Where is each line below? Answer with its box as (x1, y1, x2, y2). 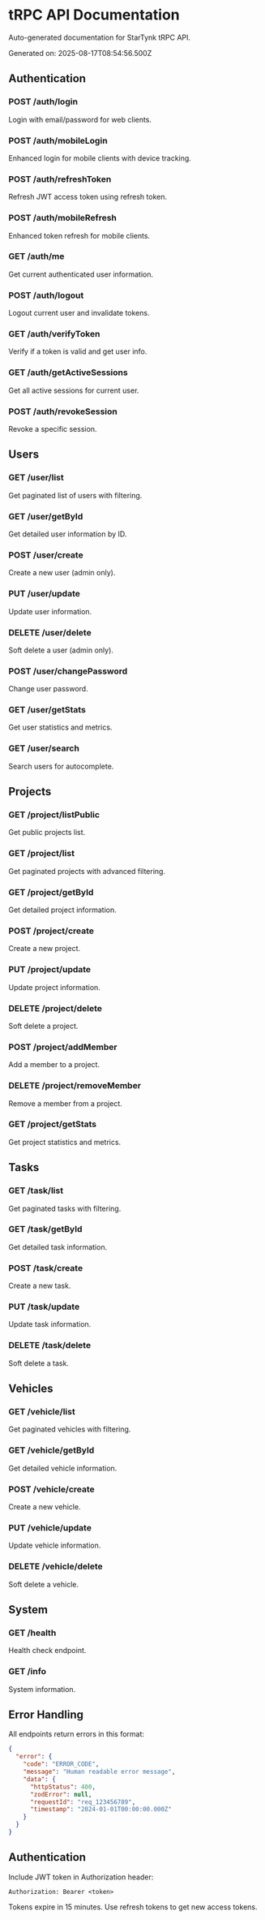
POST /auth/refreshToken (8, 173, 112, 184)
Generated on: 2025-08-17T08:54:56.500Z (8, 48, 152, 58)
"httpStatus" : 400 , (29, 1783, 96, 1791)
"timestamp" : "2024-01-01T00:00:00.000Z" (29, 1806, 173, 1814)
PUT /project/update (8, 964, 92, 975)
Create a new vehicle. (8, 1501, 81, 1511)
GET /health (8, 1627, 57, 1638)
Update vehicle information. (8, 1540, 101, 1551)
